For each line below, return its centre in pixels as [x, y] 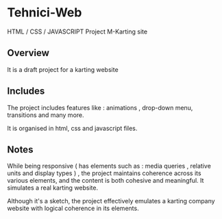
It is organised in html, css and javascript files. [72, 128]
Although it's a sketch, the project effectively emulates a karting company [111, 201]
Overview [28, 53]
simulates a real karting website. [52, 188]
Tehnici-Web [45, 13]
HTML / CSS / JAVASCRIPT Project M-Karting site [77, 31]
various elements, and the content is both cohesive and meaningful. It [106, 181]
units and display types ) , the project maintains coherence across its [104, 173]
